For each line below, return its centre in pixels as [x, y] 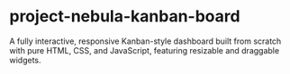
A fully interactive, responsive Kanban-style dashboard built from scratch [145, 41]
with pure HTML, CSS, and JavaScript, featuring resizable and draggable [145, 50]
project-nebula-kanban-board [125, 16]
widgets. [26, 60]
